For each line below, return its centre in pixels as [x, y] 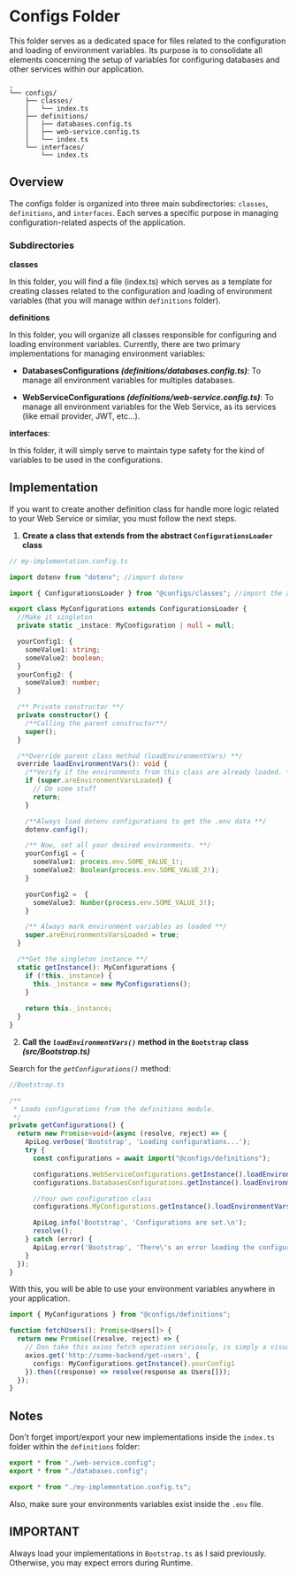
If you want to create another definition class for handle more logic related [144, 509]
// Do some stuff [65, 789]
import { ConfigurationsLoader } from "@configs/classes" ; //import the [146, 593]
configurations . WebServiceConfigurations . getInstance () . [140, 1174]
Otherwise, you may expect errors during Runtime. [101, 1562]
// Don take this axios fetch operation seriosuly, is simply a [146, 1348]
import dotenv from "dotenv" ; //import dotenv [96, 577]
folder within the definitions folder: [75, 1447]
